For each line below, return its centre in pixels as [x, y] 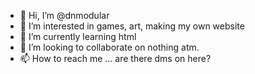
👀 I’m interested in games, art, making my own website [132, 26]
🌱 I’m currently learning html [78, 36]
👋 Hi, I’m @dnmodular [64, 15]
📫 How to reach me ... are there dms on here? [115, 58]
